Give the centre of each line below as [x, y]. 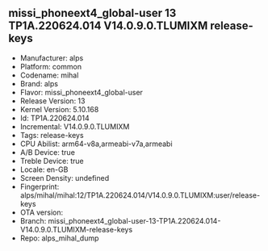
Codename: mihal [49, 75]
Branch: [33, 220]
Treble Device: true [52, 161]
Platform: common [51, 66]
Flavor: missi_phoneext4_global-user [82, 92]
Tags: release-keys [52, 135]
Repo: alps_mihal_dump [59, 238]
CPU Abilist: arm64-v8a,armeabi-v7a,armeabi [96, 144]
